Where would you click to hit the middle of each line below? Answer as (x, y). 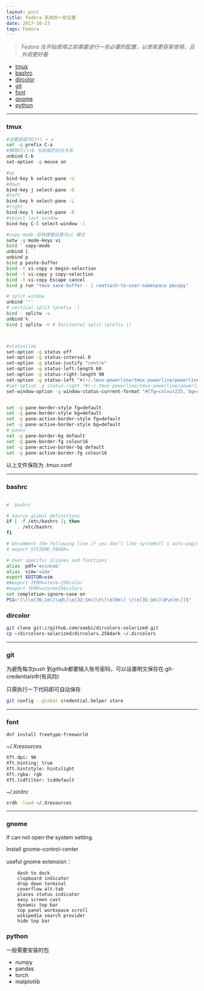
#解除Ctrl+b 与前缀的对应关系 (40, 151)
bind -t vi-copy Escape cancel (46, 280)
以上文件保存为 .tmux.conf (39, 465)
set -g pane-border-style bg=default (54, 414)
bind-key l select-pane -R (40, 213)
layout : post (23, 12)
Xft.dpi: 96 (21, 758)
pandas (25, 969)
